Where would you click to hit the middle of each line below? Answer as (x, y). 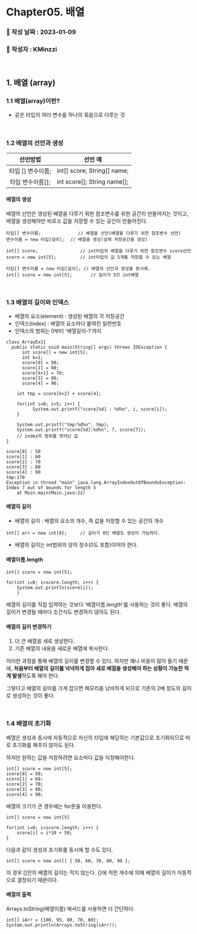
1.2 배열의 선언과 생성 (35, 143)
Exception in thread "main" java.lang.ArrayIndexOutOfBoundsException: (96, 482)
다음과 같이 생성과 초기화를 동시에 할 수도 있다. (60, 850)
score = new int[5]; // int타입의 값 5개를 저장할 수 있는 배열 (88, 257)
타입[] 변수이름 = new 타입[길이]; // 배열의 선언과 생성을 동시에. (78, 268)
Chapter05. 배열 (45, 12)
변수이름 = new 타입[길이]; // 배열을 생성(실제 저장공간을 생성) (77, 240)
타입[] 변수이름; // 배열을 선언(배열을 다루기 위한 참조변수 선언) (93, 233)
